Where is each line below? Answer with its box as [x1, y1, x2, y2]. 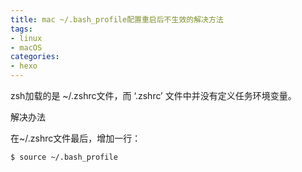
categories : [10, 52, 60, 62]
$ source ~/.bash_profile [10, 152, 118, 162]
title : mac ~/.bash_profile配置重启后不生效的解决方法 [10, 14, 224, 25]
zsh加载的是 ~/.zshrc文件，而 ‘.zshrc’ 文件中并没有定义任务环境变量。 [10, 90, 297, 101]
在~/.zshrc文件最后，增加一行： [10, 132, 142, 144]
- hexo [10, 61, 38, 71]
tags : [10, 24, 33, 34]
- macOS [10, 42, 43, 53]
